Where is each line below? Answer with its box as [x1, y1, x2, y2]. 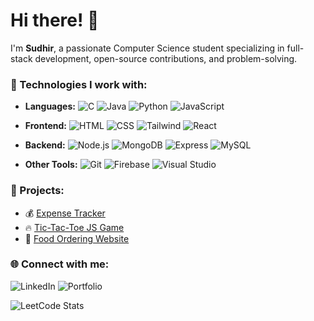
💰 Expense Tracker [24, 207, 106, 219]
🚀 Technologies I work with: [10, 77, 148, 91]
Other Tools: [24, 159, 78, 171]
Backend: [24, 139, 66, 151]
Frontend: [24, 120, 67, 132]
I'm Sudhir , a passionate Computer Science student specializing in [10, 42, 285, 54]
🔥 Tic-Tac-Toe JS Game [24, 221, 125, 233]
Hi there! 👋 [10, 9, 100, 32]
